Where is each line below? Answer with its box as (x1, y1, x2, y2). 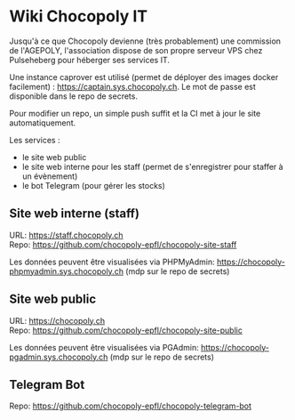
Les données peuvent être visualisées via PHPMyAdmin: (9, 256, 215, 267)
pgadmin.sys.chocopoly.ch (9, 351, 108, 362)
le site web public (21, 151, 87, 162)
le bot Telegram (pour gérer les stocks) (21, 180, 166, 190)
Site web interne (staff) (9, 206, 140, 222)
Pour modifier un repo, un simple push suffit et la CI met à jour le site (9, 108, 261, 118)
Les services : (9, 134, 60, 145)
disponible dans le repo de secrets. (9, 91, 138, 101)
